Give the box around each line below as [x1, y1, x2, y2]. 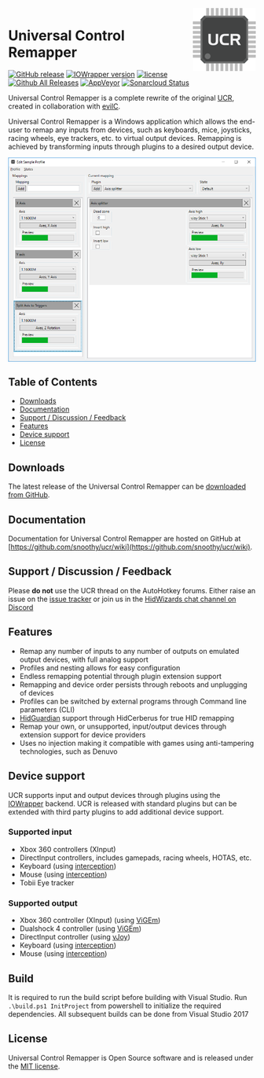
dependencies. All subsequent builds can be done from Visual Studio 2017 [8, 1009, 249, 1018]
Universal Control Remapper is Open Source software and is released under [8, 1053, 254, 1062]
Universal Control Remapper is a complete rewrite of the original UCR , [8, 93, 234, 102]
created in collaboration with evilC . [8, 102, 121, 111]
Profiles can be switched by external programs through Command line [19, 696, 247, 706]
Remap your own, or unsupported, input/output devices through [19, 722, 227, 731]
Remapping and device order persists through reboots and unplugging [19, 680, 247, 689]
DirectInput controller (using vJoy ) [19, 932, 131, 942]
